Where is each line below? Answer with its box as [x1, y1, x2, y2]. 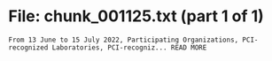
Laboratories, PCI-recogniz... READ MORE [51, 42, 207, 52]
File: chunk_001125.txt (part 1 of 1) [8, 6, 265, 27]
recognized [8, 42, 49, 52]
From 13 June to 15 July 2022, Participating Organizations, [8, 35, 239, 44]
